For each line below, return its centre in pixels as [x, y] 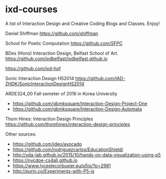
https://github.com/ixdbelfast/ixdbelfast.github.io [56, 58]
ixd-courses [31, 9]
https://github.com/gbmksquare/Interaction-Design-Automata [77, 109]
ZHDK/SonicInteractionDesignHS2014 [45, 84]
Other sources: [21, 134]
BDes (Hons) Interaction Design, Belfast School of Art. [62, 53]
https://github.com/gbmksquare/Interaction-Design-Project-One [80, 104]
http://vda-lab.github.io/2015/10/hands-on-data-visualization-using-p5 [87, 155]
